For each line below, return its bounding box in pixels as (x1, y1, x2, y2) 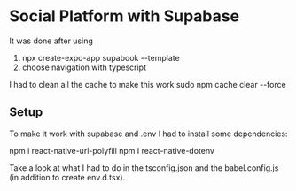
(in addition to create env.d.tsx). (9, 172, 126, 182)
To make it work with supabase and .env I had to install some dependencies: (9, 128, 288, 139)
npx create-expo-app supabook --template (21, 52, 180, 63)
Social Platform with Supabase (9, 6, 240, 27)
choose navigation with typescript (21, 62, 146, 73)
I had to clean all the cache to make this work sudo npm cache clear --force (9, 79, 286, 89)
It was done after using (9, 35, 93, 46)
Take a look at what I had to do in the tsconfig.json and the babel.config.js (9, 162, 279, 173)
